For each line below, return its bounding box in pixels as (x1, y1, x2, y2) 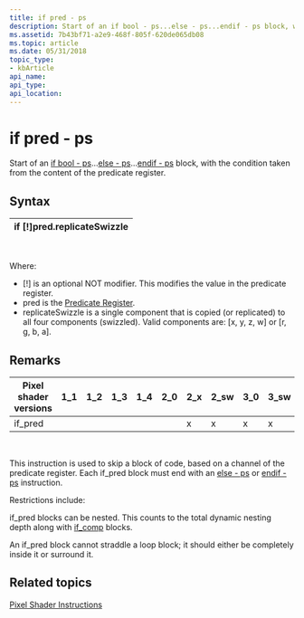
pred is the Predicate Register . (22, 298, 136, 309)
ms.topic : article (9, 38, 79, 48)
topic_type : (9, 55, 54, 64)
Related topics (9, 575, 92, 591)
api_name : (9, 72, 47, 81)
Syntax (9, 194, 51, 209)
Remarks (9, 352, 62, 367)
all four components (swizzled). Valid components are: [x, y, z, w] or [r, (22, 317, 287, 328)
